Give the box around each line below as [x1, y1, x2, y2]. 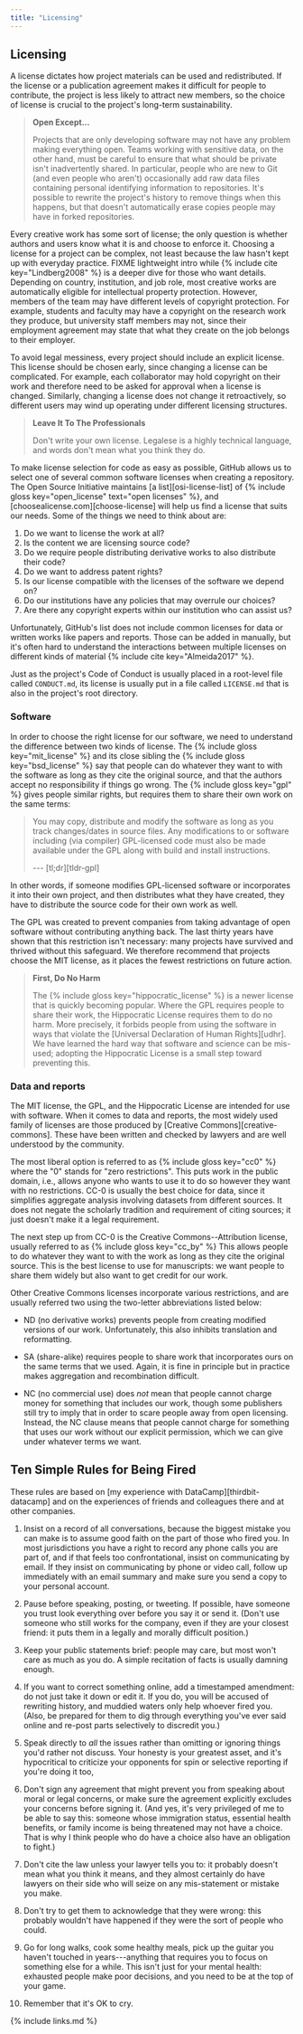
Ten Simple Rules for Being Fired [10, 1462, 197, 1478]
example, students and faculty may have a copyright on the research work [10, 306, 287, 317]
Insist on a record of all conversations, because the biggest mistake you [23, 1523, 291, 1534]
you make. [23, 1887, 62, 1898]
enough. [23, 1663, 55, 1674]
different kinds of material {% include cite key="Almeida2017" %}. [10, 651, 255, 662]
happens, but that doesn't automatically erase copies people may [32, 202, 276, 213]
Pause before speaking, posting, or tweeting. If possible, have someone [23, 1598, 291, 1609]
